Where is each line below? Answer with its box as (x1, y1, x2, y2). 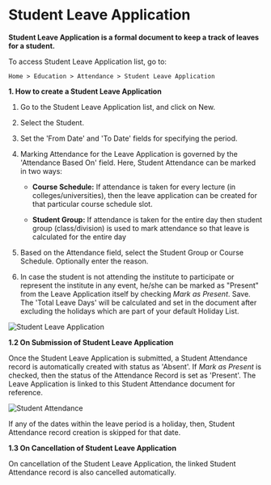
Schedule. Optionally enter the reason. (19, 256, 149, 266)
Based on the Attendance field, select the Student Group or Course (19, 247, 244, 257)
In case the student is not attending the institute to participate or (19, 272, 235, 281)
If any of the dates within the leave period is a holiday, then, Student (8, 419, 235, 428)
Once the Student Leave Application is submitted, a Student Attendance (8, 353, 248, 363)
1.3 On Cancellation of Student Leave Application (8, 443, 176, 453)
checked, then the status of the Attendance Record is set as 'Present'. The (8, 370, 256, 380)
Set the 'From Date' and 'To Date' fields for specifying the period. (19, 133, 238, 143)
